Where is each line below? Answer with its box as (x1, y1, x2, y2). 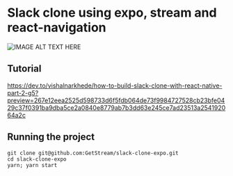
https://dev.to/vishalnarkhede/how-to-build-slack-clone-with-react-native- (7, 81, 223, 90)
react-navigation (7, 19, 106, 35)
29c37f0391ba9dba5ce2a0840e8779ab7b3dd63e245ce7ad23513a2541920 (7, 103, 226, 112)
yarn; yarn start (7, 161, 58, 168)
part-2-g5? (7, 88, 39, 97)
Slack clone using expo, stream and (7, 5, 217, 21)
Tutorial (7, 63, 42, 74)
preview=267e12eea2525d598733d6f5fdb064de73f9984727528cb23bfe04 (7, 96, 225, 104)
